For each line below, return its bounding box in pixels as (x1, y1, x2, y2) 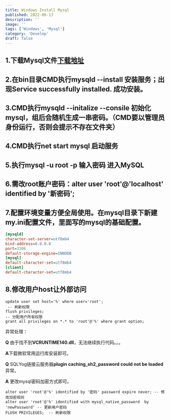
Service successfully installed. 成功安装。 (12, 85, 147, 94)
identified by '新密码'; (5, 190, 75, 198)
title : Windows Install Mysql (5, 7, 70, 13)
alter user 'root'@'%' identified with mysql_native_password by (5, 399, 149, 404)
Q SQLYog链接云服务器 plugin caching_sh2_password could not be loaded (5, 361, 164, 367)
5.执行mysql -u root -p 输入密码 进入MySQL (5, 160, 145, 169)
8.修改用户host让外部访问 (5, 285, 87, 294)
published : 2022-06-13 (5, 12, 53, 17)
